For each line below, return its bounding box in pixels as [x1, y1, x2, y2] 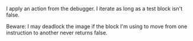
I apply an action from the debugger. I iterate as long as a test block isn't [6, 5, 182, 12]
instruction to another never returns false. [6, 29, 108, 36]
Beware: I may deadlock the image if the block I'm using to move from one [6, 23, 188, 30]
